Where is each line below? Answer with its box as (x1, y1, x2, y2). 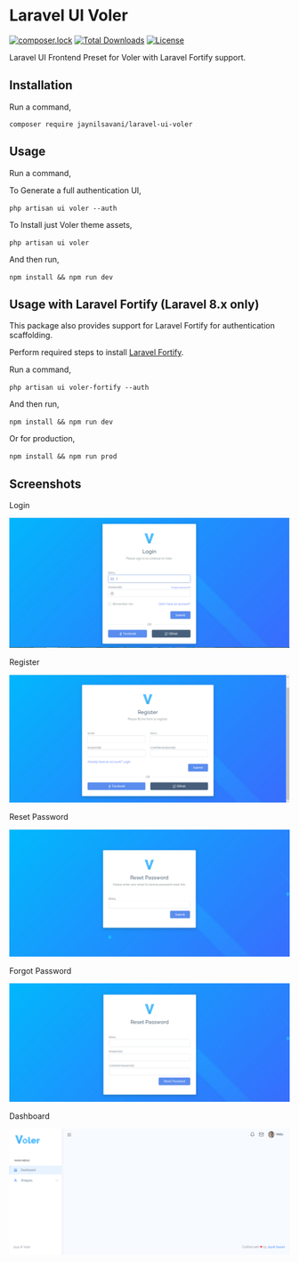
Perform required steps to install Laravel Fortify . (9, 347, 184, 358)
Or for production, (9, 433, 76, 444)
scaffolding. (9, 330, 53, 341)
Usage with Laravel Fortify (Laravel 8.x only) (9, 296, 260, 312)
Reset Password (9, 812, 69, 822)
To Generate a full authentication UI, (9, 184, 142, 196)
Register (9, 657, 40, 668)
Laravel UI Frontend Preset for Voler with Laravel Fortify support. (9, 52, 246, 62)
